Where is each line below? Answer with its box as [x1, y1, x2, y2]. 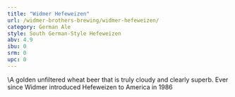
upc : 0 [7, 56, 27, 63]
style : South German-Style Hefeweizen [7, 30, 121, 37]
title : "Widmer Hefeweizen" [7, 10, 90, 18]
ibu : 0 [7, 43, 27, 50]
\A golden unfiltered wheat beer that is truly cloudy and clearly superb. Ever [7, 75, 229, 84]
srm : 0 [7, 50, 27, 57]
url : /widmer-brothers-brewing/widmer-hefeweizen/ [7, 17, 159, 24]
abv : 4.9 [7, 37, 33, 44]
